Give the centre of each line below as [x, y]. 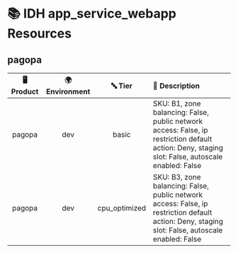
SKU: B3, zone [177, 177]
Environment [68, 91]
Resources [40, 34]
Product [25, 91]
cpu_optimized [122, 208]
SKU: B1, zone [177, 103]
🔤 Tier [122, 86]
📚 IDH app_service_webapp [92, 14]
